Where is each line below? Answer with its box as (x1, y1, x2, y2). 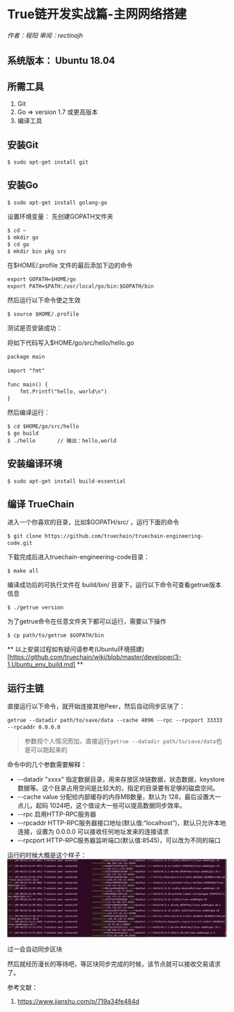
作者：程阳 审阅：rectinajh (7, 31, 84, 39)
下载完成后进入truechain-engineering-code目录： (7, 553, 150, 561)
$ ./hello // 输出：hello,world (7, 437, 117, 444)
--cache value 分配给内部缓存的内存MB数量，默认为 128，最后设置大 (17, 793, 216, 801)
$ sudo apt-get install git (7, 159, 89, 166)
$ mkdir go (7, 234, 39, 241)
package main (7, 353, 45, 360)
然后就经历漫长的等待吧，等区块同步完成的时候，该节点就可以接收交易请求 (7, 959, 221, 968)
